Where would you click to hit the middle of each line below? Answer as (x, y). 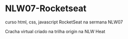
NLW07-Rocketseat (46, 9)
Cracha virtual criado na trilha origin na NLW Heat (55, 31)
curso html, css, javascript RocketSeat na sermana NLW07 (64, 22)
